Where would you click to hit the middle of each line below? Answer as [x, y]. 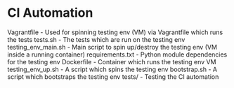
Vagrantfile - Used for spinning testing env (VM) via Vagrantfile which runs [115, 32]
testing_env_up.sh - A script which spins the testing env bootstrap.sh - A [112, 69]
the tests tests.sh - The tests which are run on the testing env [96, 39]
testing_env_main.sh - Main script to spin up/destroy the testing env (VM [112, 47]
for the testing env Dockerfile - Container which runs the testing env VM [112, 61]
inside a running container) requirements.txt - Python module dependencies [117, 54]
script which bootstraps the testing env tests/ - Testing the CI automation [113, 76]
